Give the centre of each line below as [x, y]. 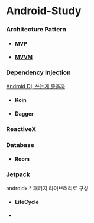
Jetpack [18, 174]
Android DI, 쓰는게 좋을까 [35, 86]
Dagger [24, 113]
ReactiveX [21, 129]
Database [20, 145]
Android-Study [44, 11]
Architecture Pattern [36, 30]
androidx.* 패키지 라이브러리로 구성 [47, 188]
